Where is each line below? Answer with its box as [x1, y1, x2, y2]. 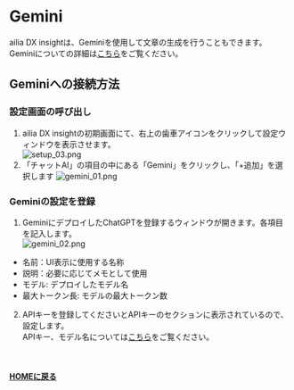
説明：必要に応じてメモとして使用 [21, 268, 148, 278]
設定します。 [21, 319, 69, 331]
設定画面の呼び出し [9, 105, 92, 118]
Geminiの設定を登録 [9, 195, 96, 207]
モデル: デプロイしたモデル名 [21, 278, 129, 289]
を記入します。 [21, 228, 78, 238]
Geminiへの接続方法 [9, 77, 120, 92]
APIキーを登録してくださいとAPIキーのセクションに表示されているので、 [21, 309, 289, 319]
